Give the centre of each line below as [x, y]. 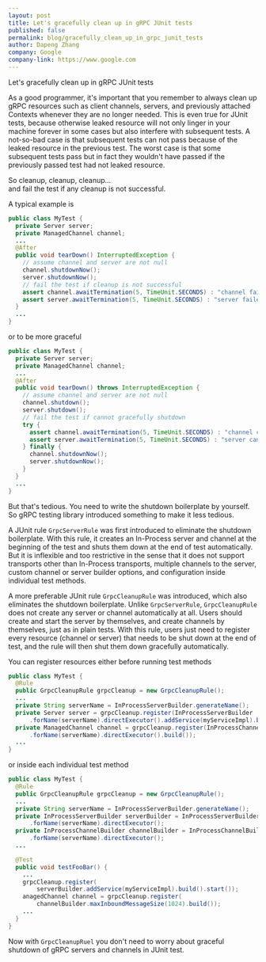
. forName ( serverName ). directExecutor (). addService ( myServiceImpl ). [143, 720]
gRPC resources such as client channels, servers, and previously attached [129, 106]
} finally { [42, 447]
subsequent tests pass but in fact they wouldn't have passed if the [117, 156]
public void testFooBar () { [62, 867]
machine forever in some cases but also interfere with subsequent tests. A [129, 131]
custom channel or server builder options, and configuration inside [117, 572]
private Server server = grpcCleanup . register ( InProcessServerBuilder [134, 713]
